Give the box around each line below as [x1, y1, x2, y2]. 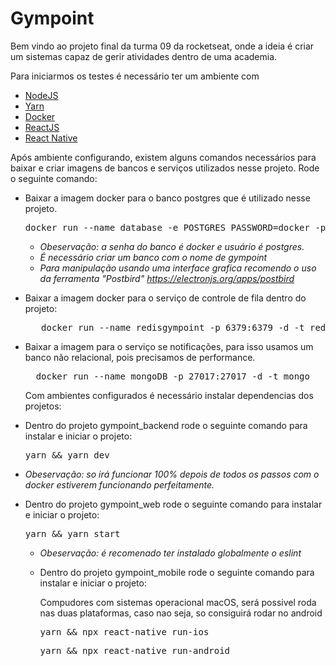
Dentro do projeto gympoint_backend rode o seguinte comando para [24, 419, 308, 431]
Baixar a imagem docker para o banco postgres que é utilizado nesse [24, 192, 311, 204]
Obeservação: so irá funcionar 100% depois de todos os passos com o [24, 468, 320, 480]
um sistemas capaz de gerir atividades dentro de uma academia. [10, 50, 278, 62]
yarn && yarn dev [24, 449, 110, 461]
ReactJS [24, 121, 60, 133]
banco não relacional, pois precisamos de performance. [24, 351, 256, 363]
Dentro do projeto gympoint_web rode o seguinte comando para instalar [24, 498, 323, 510]
